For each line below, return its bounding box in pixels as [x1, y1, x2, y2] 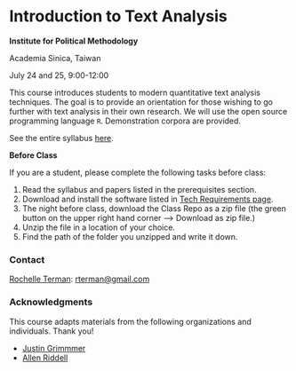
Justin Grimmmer [21, 343, 86, 353]
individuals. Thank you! [9, 326, 94, 336]
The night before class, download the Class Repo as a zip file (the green [21, 202, 287, 214]
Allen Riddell [21, 352, 68, 363]
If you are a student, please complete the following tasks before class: [9, 167, 267, 178]
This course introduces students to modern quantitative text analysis [9, 87, 260, 98]
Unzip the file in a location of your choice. [21, 222, 176, 233]
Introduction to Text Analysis [9, 6, 228, 27]
